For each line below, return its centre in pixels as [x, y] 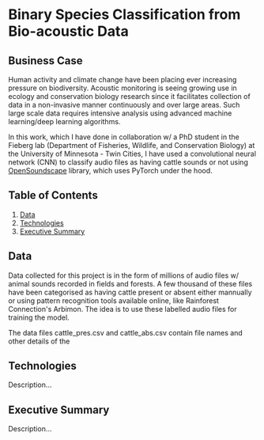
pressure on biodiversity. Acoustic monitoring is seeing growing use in [123, 88]
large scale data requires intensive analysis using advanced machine [120, 113]
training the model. [39, 317]
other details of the [39, 341]
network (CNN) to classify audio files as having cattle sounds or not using [128, 162]
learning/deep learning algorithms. [64, 121]
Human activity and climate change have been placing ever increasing [123, 80]
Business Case [45, 61]
